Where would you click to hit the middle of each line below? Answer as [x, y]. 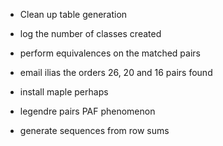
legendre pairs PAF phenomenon [87, 111]
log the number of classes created [90, 33]
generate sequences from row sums [94, 130]
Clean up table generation [73, 14]
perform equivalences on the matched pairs [110, 53]
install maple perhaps [64, 92]
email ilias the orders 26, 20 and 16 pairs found [116, 72]
